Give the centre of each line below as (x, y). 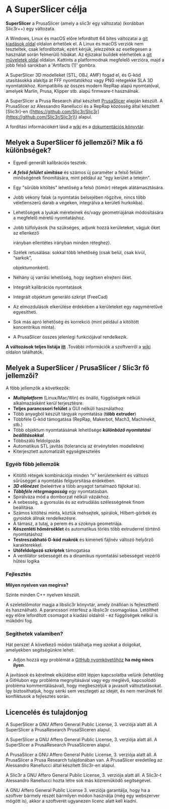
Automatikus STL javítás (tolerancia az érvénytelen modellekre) (78, 446)
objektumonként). (31, 267)
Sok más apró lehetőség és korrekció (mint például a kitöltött (76, 322)
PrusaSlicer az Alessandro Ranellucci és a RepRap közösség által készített (83, 106)
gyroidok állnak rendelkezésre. (45, 518)
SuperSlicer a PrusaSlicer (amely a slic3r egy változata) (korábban (75, 23)
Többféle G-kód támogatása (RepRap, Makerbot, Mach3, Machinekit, (84, 419)
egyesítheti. (25, 312)
